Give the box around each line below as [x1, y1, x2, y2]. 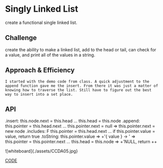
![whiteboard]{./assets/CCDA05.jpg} [5, 148, 78, 154]
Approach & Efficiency [5, 66, 75, 74]
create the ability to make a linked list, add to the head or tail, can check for [5, 46, 157, 52]
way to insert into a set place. [5, 92, 73, 97]
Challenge [5, 34, 37, 42]
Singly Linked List [5, 3, 79, 15]
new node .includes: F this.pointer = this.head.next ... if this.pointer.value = [5, 128, 155, 134]
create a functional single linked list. [5, 20, 78, 25]
